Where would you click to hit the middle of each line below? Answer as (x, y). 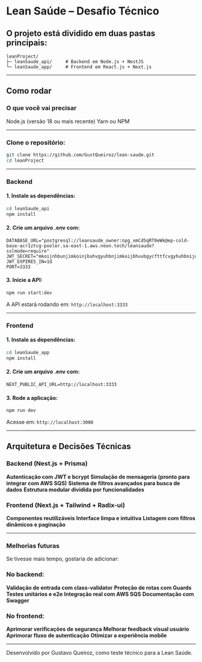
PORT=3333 (19, 267)
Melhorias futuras (33, 545)
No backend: (25, 574)
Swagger (18, 600)
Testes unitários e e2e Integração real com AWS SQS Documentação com (100, 594)
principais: (27, 42)
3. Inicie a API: (25, 280)
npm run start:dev (29, 293)
